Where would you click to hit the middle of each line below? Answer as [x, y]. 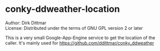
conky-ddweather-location [62, 9]
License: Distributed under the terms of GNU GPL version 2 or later [74, 28]
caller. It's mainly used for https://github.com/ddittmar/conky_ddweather [80, 43]
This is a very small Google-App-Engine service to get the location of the [80, 38]
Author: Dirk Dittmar [26, 23]
